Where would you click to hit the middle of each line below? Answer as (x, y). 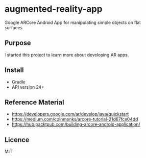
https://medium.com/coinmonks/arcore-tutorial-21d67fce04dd (75, 119)
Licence (17, 140)
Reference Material (34, 102)
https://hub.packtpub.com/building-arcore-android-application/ (76, 124)
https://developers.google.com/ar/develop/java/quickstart (70, 114)
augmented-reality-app (53, 9)
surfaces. (14, 27)
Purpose (18, 43)
